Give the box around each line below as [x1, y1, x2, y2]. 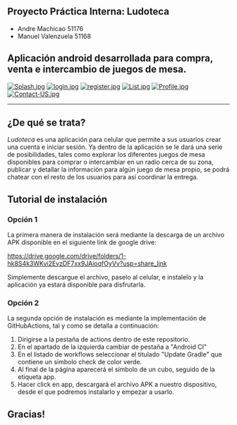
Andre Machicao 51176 [17, 24, 84, 32]
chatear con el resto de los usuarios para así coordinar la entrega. [7, 173, 199, 181]
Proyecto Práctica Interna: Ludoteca [7, 6, 169, 18]
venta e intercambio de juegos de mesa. [7, 64, 187, 76]
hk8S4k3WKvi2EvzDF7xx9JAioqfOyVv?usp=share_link [7, 259, 167, 268]
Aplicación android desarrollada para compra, [7, 52, 214, 64]
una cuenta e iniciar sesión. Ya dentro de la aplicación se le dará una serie [7, 143, 223, 151]
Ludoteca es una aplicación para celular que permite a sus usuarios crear [7, 136, 221, 144]
